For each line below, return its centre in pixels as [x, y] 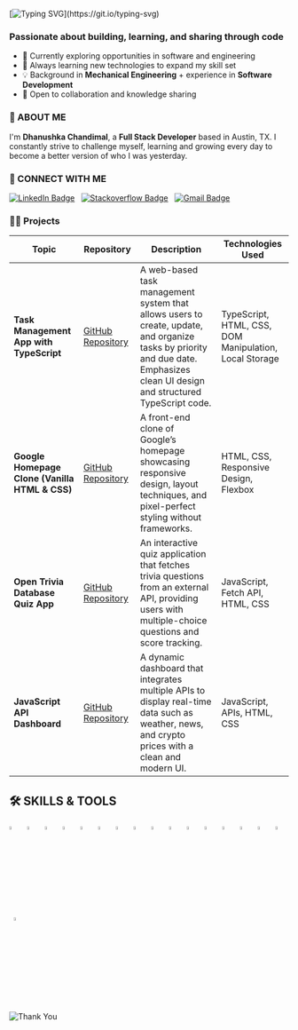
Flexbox [238, 490]
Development [47, 85]
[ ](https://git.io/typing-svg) [84, 14]
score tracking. [171, 643]
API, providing [169, 598]
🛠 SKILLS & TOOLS [63, 800]
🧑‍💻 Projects [35, 220]
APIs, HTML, [247, 713]
